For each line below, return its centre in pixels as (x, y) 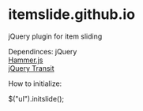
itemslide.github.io (72, 15)
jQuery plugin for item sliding (55, 36)
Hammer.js (26, 60)
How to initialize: (35, 83)
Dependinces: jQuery (43, 51)
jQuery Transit (31, 68)
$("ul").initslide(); (36, 98)
